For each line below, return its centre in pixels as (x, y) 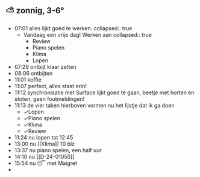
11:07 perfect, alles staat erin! (51, 86)
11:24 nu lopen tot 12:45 (44, 137)
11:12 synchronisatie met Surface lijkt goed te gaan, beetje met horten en (104, 92)
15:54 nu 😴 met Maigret (46, 163)
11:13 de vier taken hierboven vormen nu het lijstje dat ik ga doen (95, 105)
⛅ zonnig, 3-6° (35, 11)
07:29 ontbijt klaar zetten (45, 66)
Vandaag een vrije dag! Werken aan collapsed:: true (87, 34)
